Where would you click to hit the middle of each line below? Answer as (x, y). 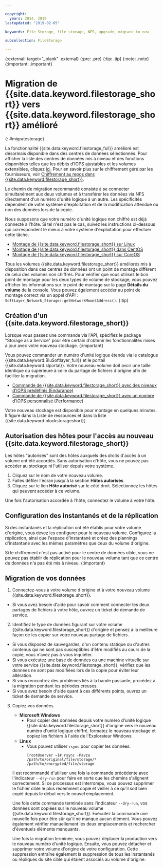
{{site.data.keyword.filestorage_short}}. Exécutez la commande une (80, 814)
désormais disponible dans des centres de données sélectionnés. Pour (76, 153)
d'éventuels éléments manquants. (46, 829)
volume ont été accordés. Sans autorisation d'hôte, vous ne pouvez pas (77, 460)
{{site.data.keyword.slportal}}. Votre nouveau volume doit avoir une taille (78, 365)
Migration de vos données (45, 578)
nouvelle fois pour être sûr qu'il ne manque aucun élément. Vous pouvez (85, 819)
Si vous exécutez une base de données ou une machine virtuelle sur (81, 660)
